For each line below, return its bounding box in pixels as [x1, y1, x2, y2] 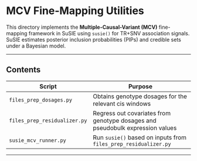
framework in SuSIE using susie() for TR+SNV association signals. [28, 29, 190, 36]
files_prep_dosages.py [9, 96, 72, 103]
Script [39, 82, 57, 90]
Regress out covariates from [93, 109, 171, 117]
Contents [6, 65, 41, 75]
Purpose [128, 82, 153, 90]
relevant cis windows [93, 99, 151, 108]
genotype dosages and [93, 116, 157, 125]
